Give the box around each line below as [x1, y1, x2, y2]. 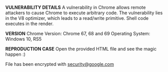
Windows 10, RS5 [5, 36, 42, 42]
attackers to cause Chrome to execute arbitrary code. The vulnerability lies [5, 10, 163, 16]
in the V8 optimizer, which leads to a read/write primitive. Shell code [5, 15, 149, 21]
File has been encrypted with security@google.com [5, 61, 114, 67]
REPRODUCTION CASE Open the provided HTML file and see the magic [5, 46, 157, 52]
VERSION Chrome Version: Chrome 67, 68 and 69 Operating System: [5, 31, 151, 36]
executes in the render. [5, 20, 54, 27]
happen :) [5, 51, 26, 57]
